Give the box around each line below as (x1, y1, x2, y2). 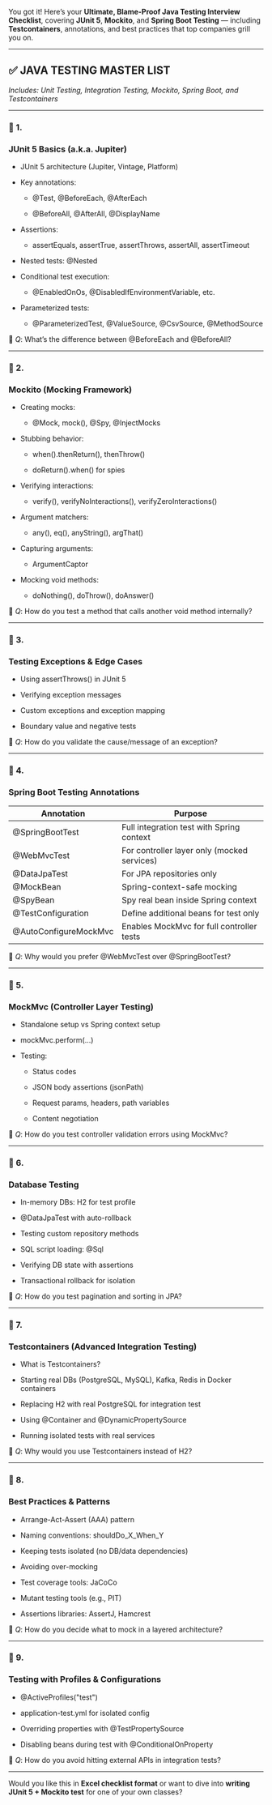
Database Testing (8, 1179, 79, 1190)
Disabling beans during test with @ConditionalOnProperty (19, 1739, 214, 1749)
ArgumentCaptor (32, 559, 89, 570)
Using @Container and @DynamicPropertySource (19, 1415, 187, 1425)
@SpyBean (12, 894, 55, 906)
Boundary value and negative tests (19, 721, 137, 732)
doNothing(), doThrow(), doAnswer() (32, 591, 155, 600)
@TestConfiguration (12, 907, 89, 919)
